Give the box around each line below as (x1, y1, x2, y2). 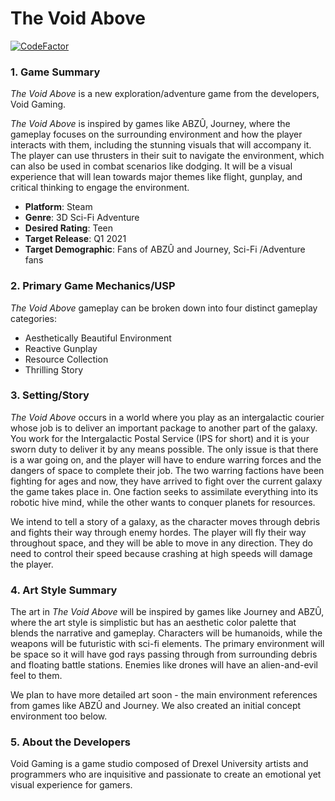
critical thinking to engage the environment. (10, 182, 190, 194)
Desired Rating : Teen (24, 222, 113, 234)
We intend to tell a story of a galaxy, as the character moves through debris (10, 515, 321, 527)
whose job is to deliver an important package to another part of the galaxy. (10, 422, 318, 434)
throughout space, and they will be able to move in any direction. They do (10, 537, 314, 549)
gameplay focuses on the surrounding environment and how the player (10, 128, 303, 141)
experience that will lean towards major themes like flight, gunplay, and (10, 171, 303, 183)
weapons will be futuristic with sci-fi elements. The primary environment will (10, 638, 325, 650)
